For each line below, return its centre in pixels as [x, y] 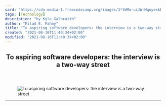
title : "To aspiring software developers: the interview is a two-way [79, 28]
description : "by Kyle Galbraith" [41, 19]
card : [11, 10]
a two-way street [83, 65]
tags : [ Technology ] [25, 14]
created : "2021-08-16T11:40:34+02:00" [45, 33]
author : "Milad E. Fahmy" [32, 23]
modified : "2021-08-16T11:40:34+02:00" [46, 37]
